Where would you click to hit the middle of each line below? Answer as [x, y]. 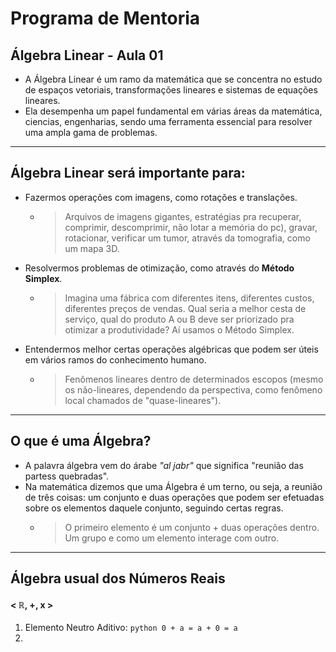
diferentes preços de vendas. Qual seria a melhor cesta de [185, 308]
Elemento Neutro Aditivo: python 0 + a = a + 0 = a [131, 628]
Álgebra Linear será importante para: [128, 173]
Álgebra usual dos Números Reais [118, 578]
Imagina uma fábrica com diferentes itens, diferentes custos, [189, 298]
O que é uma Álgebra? [81, 441]
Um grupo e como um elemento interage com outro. [172, 538]
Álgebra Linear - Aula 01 [87, 55]
